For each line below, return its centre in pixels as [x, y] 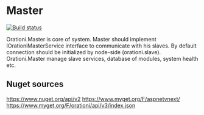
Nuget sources [35, 84]
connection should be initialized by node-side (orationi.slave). [84, 52]
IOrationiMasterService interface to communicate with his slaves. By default [101, 46]
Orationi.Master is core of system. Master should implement [81, 39]
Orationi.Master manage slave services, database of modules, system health [102, 58]
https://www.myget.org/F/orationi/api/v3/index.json [71, 105]
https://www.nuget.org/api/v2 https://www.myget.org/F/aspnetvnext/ [93, 99]
